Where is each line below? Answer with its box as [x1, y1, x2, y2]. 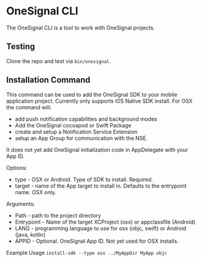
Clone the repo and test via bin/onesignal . [6, 57, 111, 64]
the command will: [6, 103, 52, 111]
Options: [6, 164, 28, 171]
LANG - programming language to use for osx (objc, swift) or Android [14, 224, 187, 232]
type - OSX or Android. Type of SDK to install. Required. [14, 175, 153, 183]
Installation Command [6, 75, 91, 85]
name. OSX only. [14, 188, 56, 196]
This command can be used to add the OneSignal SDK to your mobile [6, 91, 178, 98]
